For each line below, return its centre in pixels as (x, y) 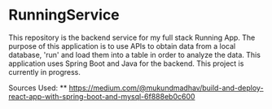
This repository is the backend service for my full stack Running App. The (132, 37)
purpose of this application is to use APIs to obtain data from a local (122, 46)
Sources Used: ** (38, 88)
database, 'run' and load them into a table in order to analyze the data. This (134, 54)
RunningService (64, 15)
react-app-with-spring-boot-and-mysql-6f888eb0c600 (102, 96)
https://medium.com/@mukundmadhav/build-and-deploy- (166, 88)
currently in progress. (45, 72)
